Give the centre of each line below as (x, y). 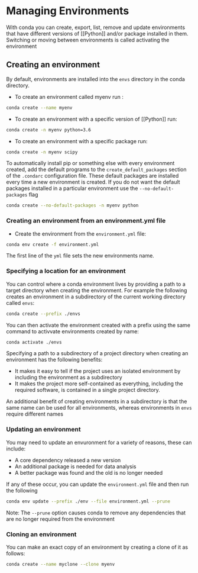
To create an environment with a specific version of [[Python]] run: (96, 119)
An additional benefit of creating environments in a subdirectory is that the (97, 401)
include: (16, 449)
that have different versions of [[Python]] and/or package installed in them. (97, 33)
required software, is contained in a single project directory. (87, 390)
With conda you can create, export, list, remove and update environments (95, 27)
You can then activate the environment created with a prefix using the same (98, 325)
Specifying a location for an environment (66, 271)
